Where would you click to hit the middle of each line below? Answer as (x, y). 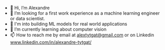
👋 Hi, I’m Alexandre (30, 8)
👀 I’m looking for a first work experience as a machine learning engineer (85, 13)
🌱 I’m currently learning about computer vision (58, 29)
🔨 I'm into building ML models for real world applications (69, 24)
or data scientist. (27, 18)
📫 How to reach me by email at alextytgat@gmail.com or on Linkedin (82, 35)
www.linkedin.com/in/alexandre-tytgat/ (51, 42)
